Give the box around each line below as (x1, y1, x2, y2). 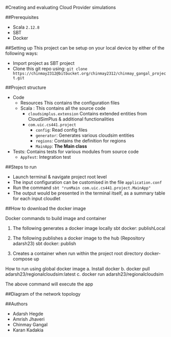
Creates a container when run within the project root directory (12, 250, 143, 256)
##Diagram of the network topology (5, 291, 81, 297)
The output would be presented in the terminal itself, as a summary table (12, 190, 165, 196)
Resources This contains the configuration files (20, 100, 120, 106)
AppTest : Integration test (20, 154, 71, 160)
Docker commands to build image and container (5, 215, 107, 221)
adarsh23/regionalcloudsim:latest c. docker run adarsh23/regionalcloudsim (5, 271, 164, 277)
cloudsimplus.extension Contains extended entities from (28, 111, 147, 116)
